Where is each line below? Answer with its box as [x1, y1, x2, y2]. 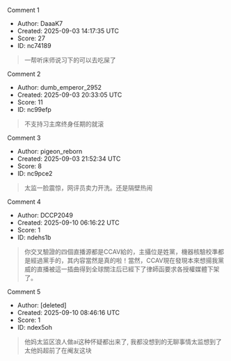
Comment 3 [7, 134, 41, 142]
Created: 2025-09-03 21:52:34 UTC [17, 154, 121, 163]
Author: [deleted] [17, 301, 67, 309]
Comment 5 [7, 288, 41, 296]
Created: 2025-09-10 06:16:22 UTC [17, 218, 120, 227]
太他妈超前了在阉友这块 [24, 346, 92, 354]
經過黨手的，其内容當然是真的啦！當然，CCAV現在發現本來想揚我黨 [30, 257, 225, 264]
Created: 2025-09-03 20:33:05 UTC [17, 90, 122, 99]
